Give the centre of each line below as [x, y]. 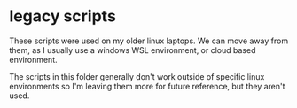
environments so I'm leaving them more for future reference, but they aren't [147, 86]
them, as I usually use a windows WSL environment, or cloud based [133, 50]
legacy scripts [63, 16]
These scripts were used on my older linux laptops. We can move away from [149, 41]
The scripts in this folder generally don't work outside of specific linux [137, 76]
